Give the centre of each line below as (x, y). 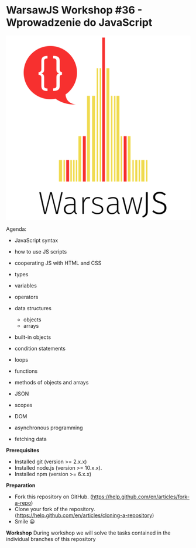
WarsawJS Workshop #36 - (74, 10)
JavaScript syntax (36, 240)
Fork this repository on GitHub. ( (53, 497)
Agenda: (16, 229)
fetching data (30, 439)
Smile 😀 (25, 521)
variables (25, 285)
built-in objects (33, 337)
